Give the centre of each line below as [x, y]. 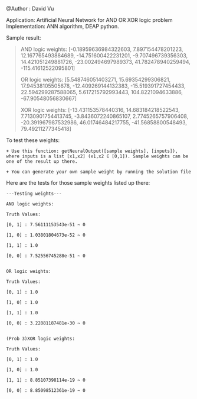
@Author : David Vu [30, 9]
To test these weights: [33, 140]
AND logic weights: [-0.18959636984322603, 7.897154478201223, [102, 49]
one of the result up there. [42, 162]
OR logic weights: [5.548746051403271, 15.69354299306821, [96, 80]
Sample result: [24, 38]
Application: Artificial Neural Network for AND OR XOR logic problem [89, 20]
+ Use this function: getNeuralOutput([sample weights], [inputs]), [92, 151]
